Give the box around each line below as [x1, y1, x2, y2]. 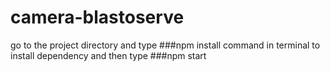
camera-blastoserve [10, 6, 185, 29]
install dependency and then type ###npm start [10, 49, 207, 61]
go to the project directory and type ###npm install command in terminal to [10, 39, 321, 51]
